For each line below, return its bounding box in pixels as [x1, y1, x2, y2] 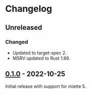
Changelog [5, 3, 52, 15]
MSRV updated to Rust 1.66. [12, 55, 70, 61]
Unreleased [5, 23, 43, 32]
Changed [5, 38, 29, 45]
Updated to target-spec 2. [12, 50, 67, 56]
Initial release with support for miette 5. [5, 83, 86, 89]
